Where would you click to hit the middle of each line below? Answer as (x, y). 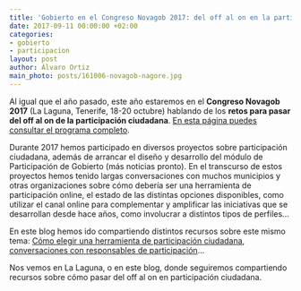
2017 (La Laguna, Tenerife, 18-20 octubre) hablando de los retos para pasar (150, 111)
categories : (31, 34)
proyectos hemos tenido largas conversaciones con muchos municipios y (145, 175)
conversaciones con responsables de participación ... (107, 250)
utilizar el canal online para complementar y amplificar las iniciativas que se (149, 204)
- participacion (39, 51)
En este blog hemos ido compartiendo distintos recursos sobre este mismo (148, 231)
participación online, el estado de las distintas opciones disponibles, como (146, 194)
